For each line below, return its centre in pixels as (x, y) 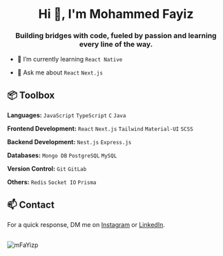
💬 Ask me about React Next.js (60, 72)
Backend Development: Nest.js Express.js (69, 142)
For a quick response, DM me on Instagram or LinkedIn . (86, 225)
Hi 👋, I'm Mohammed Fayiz (116, 14)
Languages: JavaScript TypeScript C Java (67, 115)
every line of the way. (116, 44)
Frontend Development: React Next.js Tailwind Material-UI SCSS (100, 129)
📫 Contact (31, 205)
